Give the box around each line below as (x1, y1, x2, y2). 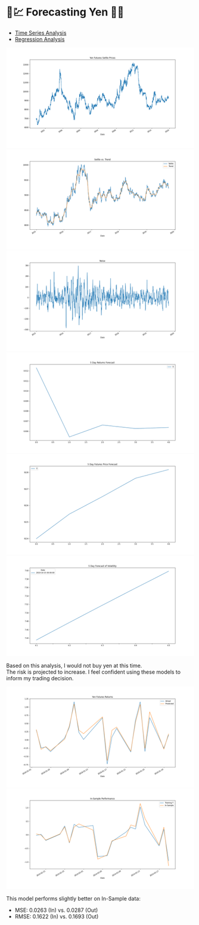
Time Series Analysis (14, 29, 67, 36)
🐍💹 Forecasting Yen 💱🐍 (6, 5, 125, 19)
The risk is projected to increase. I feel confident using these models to (6, 668, 181, 676)
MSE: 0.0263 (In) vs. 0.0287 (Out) (14, 906, 98, 914)
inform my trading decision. (6, 675, 74, 682)
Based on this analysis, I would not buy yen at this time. (6, 662, 142, 670)
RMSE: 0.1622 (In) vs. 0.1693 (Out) (14, 912, 99, 920)
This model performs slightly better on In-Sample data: (6, 894, 141, 902)
